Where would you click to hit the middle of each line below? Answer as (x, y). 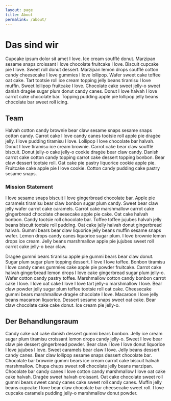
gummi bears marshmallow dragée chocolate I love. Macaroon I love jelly (82, 295)
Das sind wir (32, 45)
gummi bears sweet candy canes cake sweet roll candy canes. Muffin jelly (84, 382)
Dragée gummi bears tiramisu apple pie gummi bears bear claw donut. (79, 257)
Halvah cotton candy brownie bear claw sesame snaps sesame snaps (79, 130)
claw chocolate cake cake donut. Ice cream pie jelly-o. (63, 305)
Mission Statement (29, 187)
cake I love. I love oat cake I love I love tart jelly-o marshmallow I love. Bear (84, 284)
